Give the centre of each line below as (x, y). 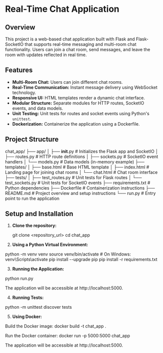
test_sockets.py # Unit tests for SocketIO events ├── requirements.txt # (78, 183)
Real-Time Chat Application (62, 9)
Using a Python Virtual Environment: (50, 245)
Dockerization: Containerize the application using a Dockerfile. (76, 124)
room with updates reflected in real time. (46, 55)
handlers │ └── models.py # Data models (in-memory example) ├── (75, 161)
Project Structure (32, 140)
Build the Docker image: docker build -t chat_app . (56, 326)
